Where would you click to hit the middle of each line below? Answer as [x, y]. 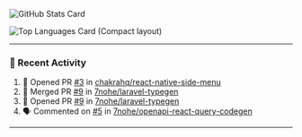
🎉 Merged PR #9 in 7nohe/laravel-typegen [100, 92]
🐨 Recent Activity [48, 63]
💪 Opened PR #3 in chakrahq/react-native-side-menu [122, 82]
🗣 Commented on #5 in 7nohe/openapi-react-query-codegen [138, 111]
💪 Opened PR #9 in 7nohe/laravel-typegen [101, 101]
